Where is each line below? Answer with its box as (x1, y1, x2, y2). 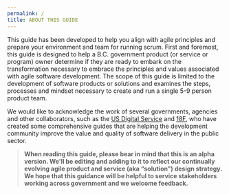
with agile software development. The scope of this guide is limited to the (7, 72, 215, 80)
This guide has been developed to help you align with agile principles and (7, 35, 215, 43)
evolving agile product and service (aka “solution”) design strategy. (23, 164, 222, 173)
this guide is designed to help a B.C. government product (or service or (7, 50, 208, 58)
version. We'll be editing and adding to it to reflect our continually (23, 157, 215, 165)
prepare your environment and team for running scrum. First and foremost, (7, 43, 219, 51)
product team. (7, 94, 47, 102)
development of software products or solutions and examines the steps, (7, 79, 211, 87)
